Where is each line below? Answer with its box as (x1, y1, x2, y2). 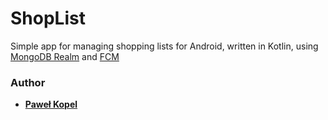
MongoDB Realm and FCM (10, 50, 120, 62)
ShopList (10, 7, 86, 30)
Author (10, 75, 46, 89)
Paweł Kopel (24, 98, 78, 111)
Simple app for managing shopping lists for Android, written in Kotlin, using (10, 40, 319, 52)
